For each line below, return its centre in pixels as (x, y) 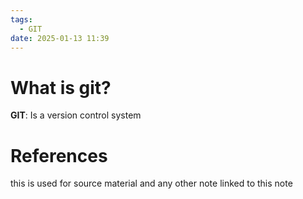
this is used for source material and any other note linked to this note (151, 183)
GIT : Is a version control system (76, 115)
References (59, 155)
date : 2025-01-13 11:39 (60, 38)
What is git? (61, 87)
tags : (21, 19)
